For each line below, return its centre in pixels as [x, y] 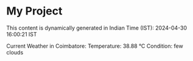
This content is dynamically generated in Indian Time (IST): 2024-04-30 [97, 28]
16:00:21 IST [22, 34]
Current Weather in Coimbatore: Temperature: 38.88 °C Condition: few [95, 46]
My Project [34, 11]
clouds [15, 52]
